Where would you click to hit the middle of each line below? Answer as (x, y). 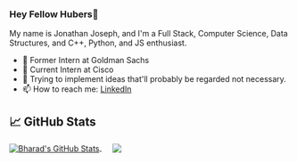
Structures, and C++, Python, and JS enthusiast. (98, 43)
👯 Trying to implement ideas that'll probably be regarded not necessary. (154, 79)
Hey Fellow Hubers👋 (54, 14)
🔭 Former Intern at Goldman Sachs (86, 61)
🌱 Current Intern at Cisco (68, 69)
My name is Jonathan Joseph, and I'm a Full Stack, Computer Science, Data (148, 34)
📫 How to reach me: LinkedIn (77, 89)
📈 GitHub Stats (53, 121)
